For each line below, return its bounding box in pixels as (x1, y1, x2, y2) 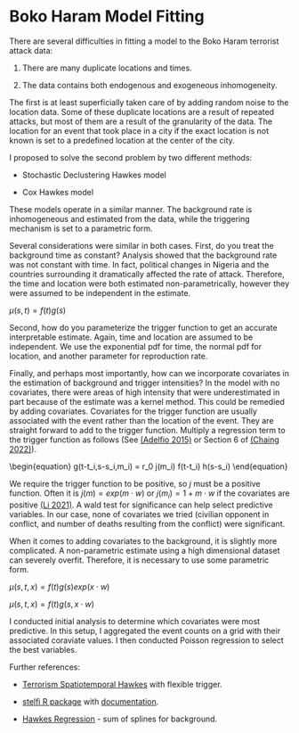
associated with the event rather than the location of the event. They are (9, 415, 274, 425)
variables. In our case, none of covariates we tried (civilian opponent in (9, 508, 270, 519)
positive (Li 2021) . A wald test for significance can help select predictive (9, 499, 273, 510)
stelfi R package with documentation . (21, 696, 159, 706)
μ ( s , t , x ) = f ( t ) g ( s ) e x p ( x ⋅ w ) (9, 581, 110, 592)
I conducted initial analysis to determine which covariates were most (9, 615, 261, 626)
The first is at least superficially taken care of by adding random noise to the (9, 96, 289, 108)
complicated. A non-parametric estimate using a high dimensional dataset (9, 545, 280, 556)
